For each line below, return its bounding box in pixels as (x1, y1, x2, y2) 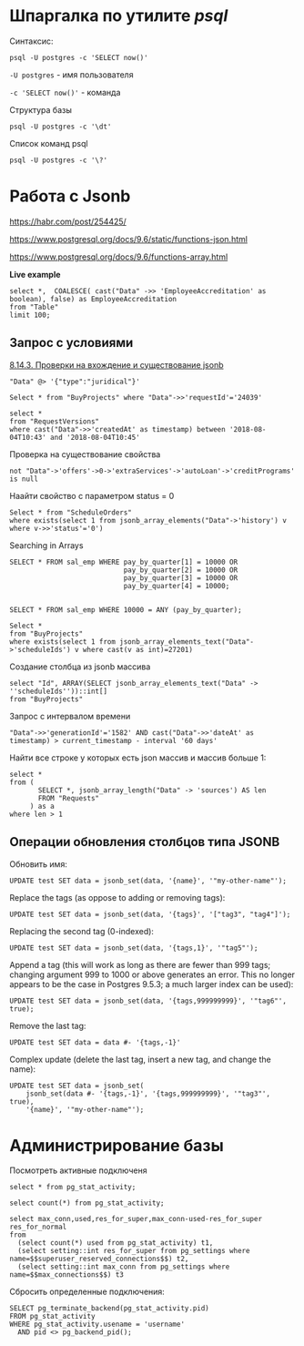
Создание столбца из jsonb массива (9, 661, 151, 672)
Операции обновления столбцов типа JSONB (9, 834, 280, 850)
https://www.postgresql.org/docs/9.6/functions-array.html (9, 251, 228, 262)
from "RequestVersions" (9, 416, 100, 426)
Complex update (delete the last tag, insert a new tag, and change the (9, 1054, 271, 1065)
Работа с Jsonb (9, 186, 131, 207)
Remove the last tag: (9, 1020, 86, 1031)
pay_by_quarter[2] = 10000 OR (123, 566, 238, 575)
